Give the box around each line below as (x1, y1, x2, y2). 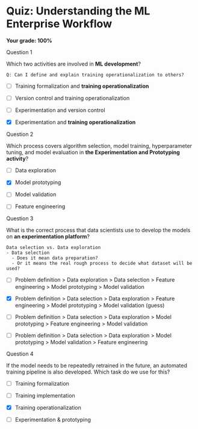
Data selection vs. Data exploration (6, 245, 101, 251)
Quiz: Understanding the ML (6, 4, 150, 18)
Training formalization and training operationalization (14, 82, 149, 90)
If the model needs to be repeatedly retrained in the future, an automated (6, 362, 188, 369)
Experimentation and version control (14, 106, 105, 114)
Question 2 (6, 131, 34, 138)
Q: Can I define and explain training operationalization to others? (6, 72, 185, 78)
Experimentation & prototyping (14, 416, 91, 423)
